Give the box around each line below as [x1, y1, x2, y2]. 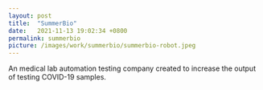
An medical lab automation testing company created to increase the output [8, 63, 256, 73]
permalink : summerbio [8, 34, 81, 43]
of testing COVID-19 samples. [8, 72, 107, 82]
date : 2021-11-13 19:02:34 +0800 [8, 27, 128, 35]
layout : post [8, 11, 52, 20]
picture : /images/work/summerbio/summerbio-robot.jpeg [8, 42, 196, 50]
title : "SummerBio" [8, 19, 78, 27]
